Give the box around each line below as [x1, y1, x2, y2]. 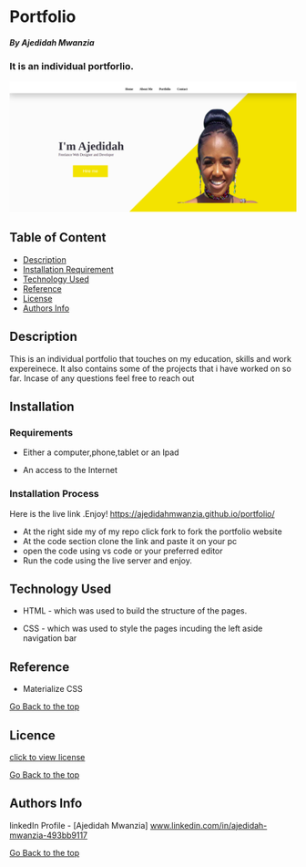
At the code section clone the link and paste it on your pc [22, 535, 238, 546]
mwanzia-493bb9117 [9, 830, 88, 841]
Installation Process [9, 488, 99, 501]
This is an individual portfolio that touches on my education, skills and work [9, 353, 291, 364]
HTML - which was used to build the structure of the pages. [22, 605, 248, 616]
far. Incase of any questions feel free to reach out [9, 372, 195, 384]
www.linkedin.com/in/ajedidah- [149, 820, 268, 831]
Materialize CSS [22, 684, 84, 695]
